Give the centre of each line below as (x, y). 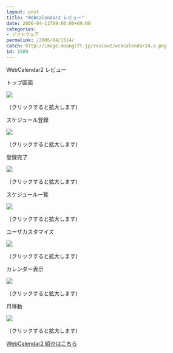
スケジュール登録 (28, 120)
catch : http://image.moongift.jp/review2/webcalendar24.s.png (86, 46)
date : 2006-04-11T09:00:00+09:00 (49, 23)
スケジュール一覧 (28, 194)
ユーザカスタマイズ (30, 231)
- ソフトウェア (23, 35)
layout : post (23, 12)
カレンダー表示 (25, 269)
